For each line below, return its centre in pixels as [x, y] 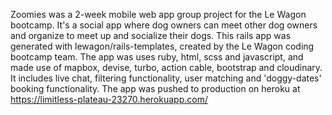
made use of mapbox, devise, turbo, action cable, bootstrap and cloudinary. [166, 67]
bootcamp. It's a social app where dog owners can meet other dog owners [164, 25]
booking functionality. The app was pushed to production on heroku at [155, 88]
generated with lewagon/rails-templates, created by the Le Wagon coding [162, 46]
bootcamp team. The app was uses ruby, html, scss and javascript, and [157, 57]
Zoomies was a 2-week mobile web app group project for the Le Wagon [158, 14]
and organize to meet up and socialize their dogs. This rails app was [151, 35]
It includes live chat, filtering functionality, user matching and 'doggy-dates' [166, 78]
